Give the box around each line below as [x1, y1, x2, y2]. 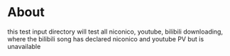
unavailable [7, 42, 41, 50]
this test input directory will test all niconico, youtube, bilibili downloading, [7, 27, 224, 36]
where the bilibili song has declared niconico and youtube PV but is [7, 34, 204, 43]
